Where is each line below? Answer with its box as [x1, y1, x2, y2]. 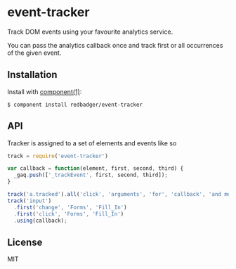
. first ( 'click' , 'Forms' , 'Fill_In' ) [13, 210, 124, 218]
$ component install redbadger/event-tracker [7, 101, 143, 108]
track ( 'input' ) [7, 197, 52, 204]
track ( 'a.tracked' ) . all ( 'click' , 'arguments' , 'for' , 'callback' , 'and [7, 191, 221, 198]
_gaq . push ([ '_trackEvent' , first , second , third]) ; [13, 171, 169, 179]
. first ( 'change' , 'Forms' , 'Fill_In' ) [13, 204, 128, 211]
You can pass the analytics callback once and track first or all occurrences [7, 41, 223, 49]
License [7, 236, 43, 248]
